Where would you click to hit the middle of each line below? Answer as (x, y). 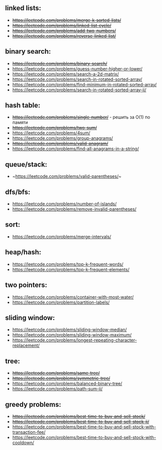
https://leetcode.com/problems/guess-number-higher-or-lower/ (77, 68)
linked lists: (23, 8)
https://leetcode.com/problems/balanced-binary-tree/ (67, 384)
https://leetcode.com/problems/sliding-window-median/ (69, 330)
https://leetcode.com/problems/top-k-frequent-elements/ (71, 269)
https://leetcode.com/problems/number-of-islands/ (64, 204)
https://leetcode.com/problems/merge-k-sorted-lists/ (67, 20)
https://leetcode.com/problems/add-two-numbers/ (64, 30)
